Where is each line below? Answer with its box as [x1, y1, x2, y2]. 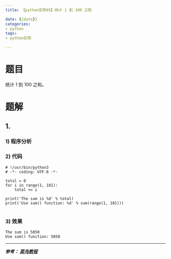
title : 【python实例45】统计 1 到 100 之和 [5, 7, 92, 13]
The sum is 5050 [5, 230, 40, 235]
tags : [5, 31, 17, 36]
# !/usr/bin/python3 [5, 165, 49, 170]
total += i [14, 187, 38, 192]
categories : [5, 21, 31, 27]
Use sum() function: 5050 [5, 234, 60, 240]
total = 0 [5, 178, 26, 184]
